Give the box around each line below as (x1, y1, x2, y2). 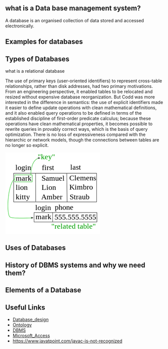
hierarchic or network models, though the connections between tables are (5, 137, 159, 143)
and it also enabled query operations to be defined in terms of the (5, 110, 142, 116)
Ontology (12, 322, 32, 328)
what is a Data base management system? (5, 4, 141, 13)
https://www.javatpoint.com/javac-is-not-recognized (12, 338, 123, 344)
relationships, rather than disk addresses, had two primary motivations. (5, 83, 153, 89)
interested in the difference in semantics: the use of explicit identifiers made (5, 99, 163, 106)
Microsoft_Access (12, 333, 50, 338)
